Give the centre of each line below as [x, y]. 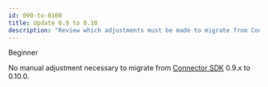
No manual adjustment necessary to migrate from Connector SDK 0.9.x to [130, 68]
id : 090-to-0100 [35, 15]
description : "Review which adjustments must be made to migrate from [128, 30]
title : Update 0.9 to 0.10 [53, 23]
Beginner [23, 53]
